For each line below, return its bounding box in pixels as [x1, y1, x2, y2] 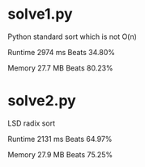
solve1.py [7, 5, 74, 24]
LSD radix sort [7, 118, 56, 128]
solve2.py [7, 92, 76, 110]
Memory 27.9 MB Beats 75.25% [7, 149, 113, 159]
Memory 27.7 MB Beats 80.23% [7, 62, 114, 73]
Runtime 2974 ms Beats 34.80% [7, 47, 115, 57]
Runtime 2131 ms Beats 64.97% [7, 134, 113, 143]
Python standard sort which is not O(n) [7, 32, 137, 41]
